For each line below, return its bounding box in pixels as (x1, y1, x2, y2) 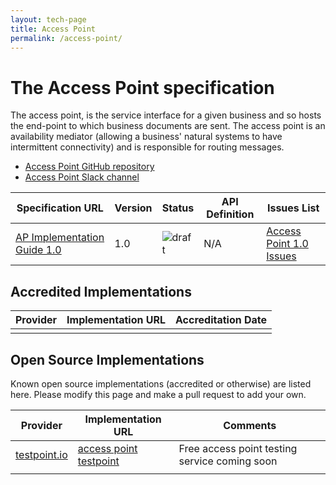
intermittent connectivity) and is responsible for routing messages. (10, 141, 285, 153)
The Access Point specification (10, 76, 275, 99)
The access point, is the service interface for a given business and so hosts (10, 109, 322, 121)
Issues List (266, 201, 320, 215)
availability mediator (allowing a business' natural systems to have (10, 131, 283, 143)
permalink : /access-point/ (10, 33, 123, 43)
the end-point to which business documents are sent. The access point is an (10, 120, 326, 132)
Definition (206, 207, 255, 221)
